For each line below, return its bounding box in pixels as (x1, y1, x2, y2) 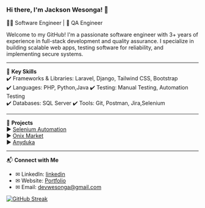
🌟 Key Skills (6, 68, 37, 75)
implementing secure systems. (6, 50, 84, 58)
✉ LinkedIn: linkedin (15, 170, 65, 178)
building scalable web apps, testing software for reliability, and (6, 44, 164, 51)
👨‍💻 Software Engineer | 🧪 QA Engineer (6, 19, 103, 27)
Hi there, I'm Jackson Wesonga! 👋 (6, 5, 109, 14)
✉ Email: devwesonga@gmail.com (15, 184, 102, 191)
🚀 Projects (6, 119, 34, 127)
